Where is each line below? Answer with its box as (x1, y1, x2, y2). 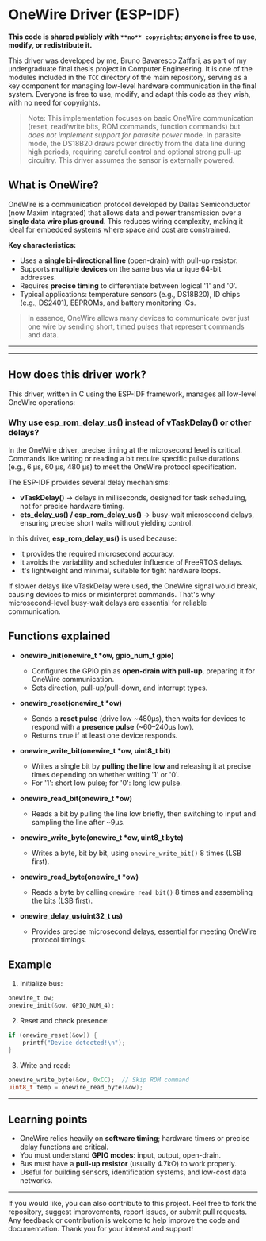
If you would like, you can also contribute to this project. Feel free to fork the (8, 1199, 257, 1208)
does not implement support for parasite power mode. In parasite (27, 129, 241, 140)
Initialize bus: (19, 979, 63, 989)
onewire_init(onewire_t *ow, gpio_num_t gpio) (19, 650, 174, 660)
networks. (19, 1176, 53, 1185)
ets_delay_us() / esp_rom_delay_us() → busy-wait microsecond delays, (19, 510, 255, 519)
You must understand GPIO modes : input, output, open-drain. (19, 1150, 222, 1160)
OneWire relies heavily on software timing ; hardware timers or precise (19, 1134, 250, 1143)
